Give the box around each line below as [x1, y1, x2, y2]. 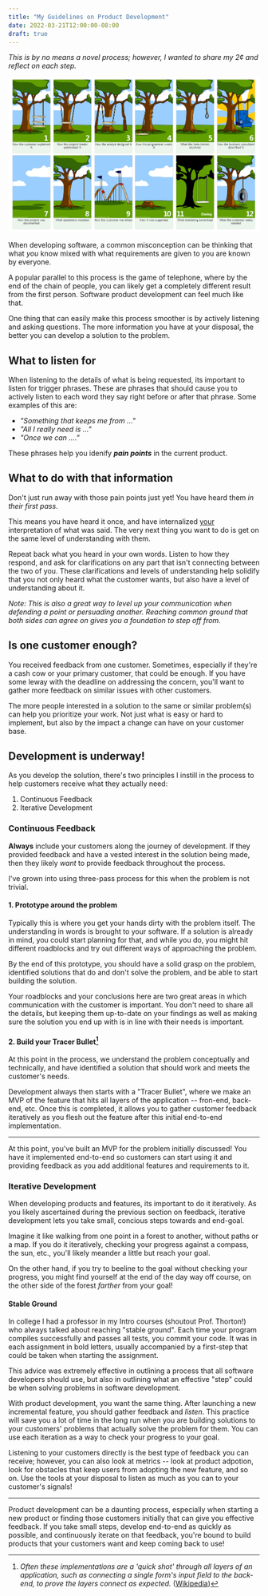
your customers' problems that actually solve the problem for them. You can [8, 1424, 258, 1434]
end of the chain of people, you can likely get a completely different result [8, 281, 251, 291]
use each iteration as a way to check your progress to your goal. [8, 1432, 220, 1442]
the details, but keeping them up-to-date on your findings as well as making [8, 1008, 258, 1018]
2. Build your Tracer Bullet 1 [8, 1035, 99, 1046]
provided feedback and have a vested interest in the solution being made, [8, 849, 250, 859]
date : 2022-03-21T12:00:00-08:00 [8, 21, 120, 30]
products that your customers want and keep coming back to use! [8, 1538, 225, 1549]
